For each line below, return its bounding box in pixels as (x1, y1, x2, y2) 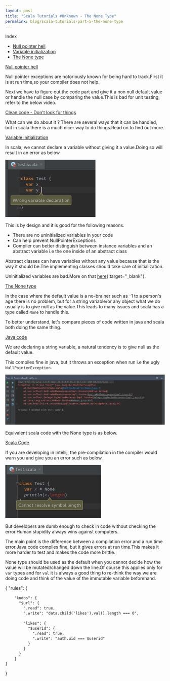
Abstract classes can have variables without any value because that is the (5, 258, 159, 264)
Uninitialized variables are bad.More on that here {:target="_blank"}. (5, 273, 146, 279)
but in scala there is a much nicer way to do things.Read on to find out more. (5, 125, 164, 131)
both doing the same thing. (5, 325, 62, 331)
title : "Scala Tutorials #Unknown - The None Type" (5, 13, 116, 19)
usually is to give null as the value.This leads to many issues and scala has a (5, 304, 164, 310)
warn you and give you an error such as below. (5, 455, 103, 461)
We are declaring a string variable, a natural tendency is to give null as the (5, 344, 159, 350)
